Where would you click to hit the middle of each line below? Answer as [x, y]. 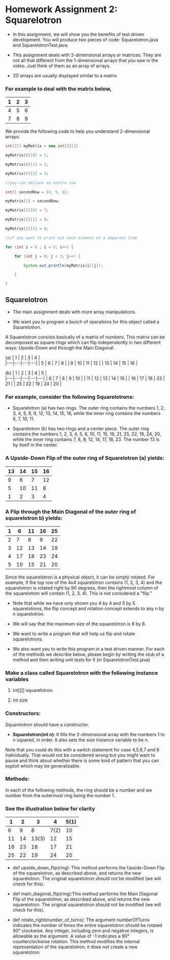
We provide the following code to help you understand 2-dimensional [78, 131]
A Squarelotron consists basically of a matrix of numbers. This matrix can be [85, 337]
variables [17, 679]
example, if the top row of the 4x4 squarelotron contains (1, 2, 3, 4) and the [84, 582]
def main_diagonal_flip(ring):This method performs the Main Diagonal [85, 894]
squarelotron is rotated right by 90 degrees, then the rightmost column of [82, 588]
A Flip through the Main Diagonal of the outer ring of [71, 511]
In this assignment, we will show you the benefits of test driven [78, 34]
